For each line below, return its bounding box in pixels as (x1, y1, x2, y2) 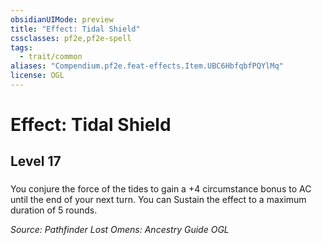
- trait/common (19, 52, 83, 62)
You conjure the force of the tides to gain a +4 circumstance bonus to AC (10, 183, 312, 195)
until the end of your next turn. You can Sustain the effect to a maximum (10, 194, 307, 206)
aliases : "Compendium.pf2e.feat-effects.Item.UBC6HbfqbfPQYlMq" (10, 61, 284, 71)
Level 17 (10, 153, 62, 170)
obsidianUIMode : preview (10, 14, 114, 25)
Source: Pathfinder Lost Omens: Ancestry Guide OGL (10, 224, 230, 236)
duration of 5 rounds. (10, 204, 98, 216)
